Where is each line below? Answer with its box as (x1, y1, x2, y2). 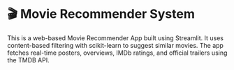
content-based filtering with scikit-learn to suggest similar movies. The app (7, 41, 224, 49)
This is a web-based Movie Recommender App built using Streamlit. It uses (7, 33, 224, 42)
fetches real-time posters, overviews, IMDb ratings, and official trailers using (7, 49, 228, 57)
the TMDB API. (7, 55, 50, 64)
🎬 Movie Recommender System (7, 6, 196, 22)
